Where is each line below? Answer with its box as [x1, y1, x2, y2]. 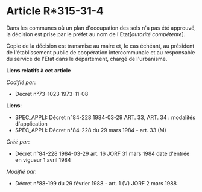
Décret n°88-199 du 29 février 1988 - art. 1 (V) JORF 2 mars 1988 [14, 179, 177, 187]
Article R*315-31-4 [6, 4, 104, 18]
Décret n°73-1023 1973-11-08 [14, 90, 89, 97]
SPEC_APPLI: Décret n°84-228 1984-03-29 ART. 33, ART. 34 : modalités [14, 114, 196, 121]
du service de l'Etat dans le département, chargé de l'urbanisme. [6, 55, 168, 62]
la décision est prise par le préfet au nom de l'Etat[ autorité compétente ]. [6, 30, 186, 37]
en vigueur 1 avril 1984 [14, 156, 71, 164]
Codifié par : [6, 78, 36, 86]
